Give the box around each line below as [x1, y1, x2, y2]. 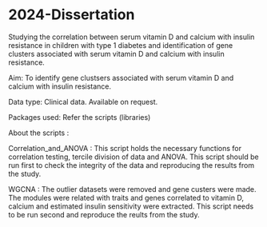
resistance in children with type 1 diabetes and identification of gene [8, 40, 233, 50]
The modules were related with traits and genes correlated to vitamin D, [8, 193, 244, 202]
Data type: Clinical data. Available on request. [8, 97, 158, 106]
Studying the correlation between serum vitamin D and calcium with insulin [8, 32, 255, 42]
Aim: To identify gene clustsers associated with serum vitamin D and [8, 73, 234, 82]
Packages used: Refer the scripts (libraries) [8, 112, 151, 121]
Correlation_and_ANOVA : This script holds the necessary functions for [8, 143, 242, 153]
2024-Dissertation [8, 6, 135, 24]
